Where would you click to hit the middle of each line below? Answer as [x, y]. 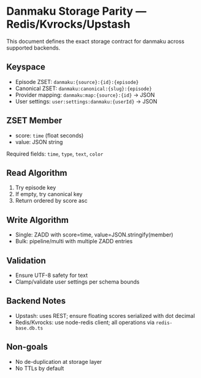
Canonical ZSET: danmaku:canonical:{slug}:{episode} [83, 88]
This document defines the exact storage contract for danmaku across [96, 41]
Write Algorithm [38, 220]
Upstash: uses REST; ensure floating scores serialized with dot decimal [105, 316]
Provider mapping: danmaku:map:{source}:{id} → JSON [85, 95]
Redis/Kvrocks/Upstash [68, 24]
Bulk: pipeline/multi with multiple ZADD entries [74, 241]
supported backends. [33, 48]
